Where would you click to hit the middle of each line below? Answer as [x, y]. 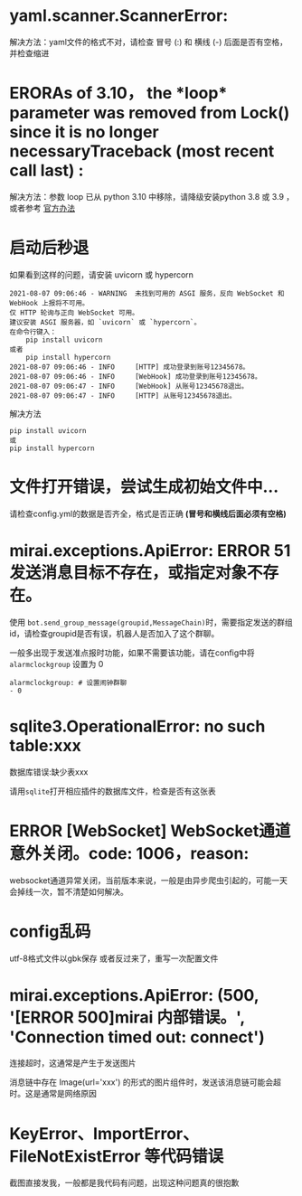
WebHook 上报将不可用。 [49, 303]
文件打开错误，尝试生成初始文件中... [144, 487]
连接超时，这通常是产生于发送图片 [73, 1063]
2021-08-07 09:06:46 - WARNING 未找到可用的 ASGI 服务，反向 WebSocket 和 [147, 293]
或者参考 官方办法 [42, 208]
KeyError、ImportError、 [104, 1133]
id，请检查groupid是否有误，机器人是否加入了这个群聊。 [114, 633]
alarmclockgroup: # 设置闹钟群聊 [68, 683]
